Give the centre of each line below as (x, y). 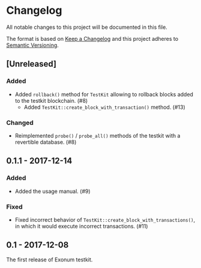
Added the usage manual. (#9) (53, 191)
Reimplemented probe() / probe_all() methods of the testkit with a (97, 135)
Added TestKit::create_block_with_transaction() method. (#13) (105, 107)
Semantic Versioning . (32, 45)
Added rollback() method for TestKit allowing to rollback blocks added (104, 94)
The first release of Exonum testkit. (49, 260)
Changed (20, 123)
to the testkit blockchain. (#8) (51, 100)
